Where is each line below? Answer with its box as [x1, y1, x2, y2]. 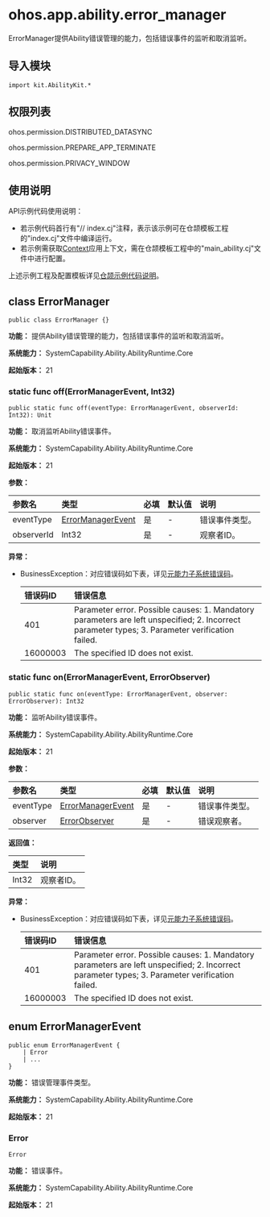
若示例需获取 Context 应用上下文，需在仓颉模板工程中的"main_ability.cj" [19, 243, 255, 253]
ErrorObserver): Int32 [8, 697, 84, 705]
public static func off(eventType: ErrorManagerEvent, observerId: [8, 405, 239, 413]
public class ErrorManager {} [8, 316, 110, 324]
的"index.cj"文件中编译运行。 [19, 234, 117, 243]
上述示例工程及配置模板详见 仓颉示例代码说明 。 [8, 271, 163, 280]
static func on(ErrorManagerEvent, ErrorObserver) [8, 671, 211, 683]
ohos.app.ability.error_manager [8, 6, 227, 24]
